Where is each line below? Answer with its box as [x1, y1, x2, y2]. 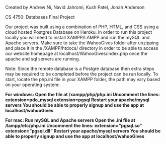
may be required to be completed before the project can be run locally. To [5, 71, 158, 77]
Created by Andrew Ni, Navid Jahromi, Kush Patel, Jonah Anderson [5, 5, 145, 10]
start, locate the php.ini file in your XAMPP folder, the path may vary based [5, 77, 160, 82]
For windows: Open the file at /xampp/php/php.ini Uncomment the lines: [5, 92, 160, 97]
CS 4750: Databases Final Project [5, 14, 75, 20]
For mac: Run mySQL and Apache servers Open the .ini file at [5, 117, 136, 123]
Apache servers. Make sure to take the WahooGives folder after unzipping [5, 40, 159, 46]
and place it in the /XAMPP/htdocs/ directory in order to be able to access [5, 45, 158, 51]
